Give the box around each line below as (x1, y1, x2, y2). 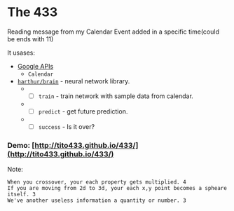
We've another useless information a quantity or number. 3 (7, 197, 187, 204)
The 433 (7, 4, 58, 20)
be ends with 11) (7, 34, 54, 43)
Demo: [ (7, 141, 35, 151)
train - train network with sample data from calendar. (38, 92, 194, 100)
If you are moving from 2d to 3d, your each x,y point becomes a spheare (7, 185, 228, 192)
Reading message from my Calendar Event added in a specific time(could (7, 27, 219, 36)
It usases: (7, 48, 35, 57)
